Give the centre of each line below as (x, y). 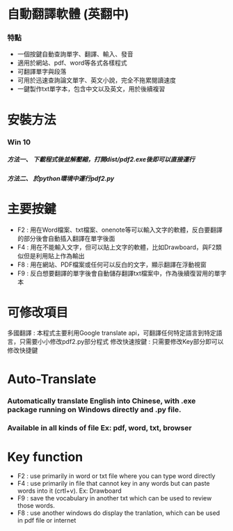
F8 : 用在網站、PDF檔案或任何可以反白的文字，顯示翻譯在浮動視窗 (112, 264)
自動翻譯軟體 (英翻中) (68, 14)
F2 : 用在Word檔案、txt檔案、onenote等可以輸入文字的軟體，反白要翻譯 (120, 230)
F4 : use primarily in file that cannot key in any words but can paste (113, 484)
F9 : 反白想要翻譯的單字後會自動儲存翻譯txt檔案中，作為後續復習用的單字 (122, 273)
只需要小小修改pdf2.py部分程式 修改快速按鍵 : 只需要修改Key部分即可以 (121, 342)
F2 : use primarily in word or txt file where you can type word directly (116, 476)
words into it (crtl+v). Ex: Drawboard (69, 491)
